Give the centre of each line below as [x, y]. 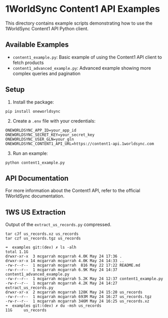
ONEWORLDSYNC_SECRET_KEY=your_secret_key [50, 135]
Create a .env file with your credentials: [54, 121]
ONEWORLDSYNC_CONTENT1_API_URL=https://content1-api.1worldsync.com [80, 144]
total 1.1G [17, 252]
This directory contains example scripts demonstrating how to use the [79, 23]
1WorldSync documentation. [35, 196]
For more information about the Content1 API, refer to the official [73, 191]
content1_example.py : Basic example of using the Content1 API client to [87, 57]
